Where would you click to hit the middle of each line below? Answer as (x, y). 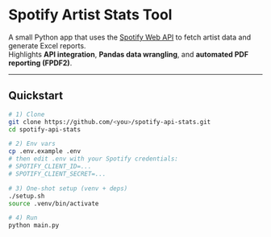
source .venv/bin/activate (54, 203)
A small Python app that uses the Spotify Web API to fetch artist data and (130, 37)
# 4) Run (23, 218)
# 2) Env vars (32, 144)
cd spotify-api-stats (45, 129)
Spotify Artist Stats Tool (90, 15)
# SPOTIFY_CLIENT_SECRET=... (57, 174)
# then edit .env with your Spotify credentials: (94, 159)
